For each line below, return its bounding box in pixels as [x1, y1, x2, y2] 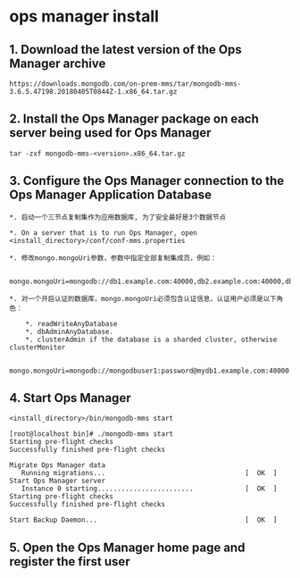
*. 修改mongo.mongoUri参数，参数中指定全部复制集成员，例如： [9, 253, 217, 263]
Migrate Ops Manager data [9, 461, 105, 470]
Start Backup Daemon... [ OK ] [9, 515, 278, 524]
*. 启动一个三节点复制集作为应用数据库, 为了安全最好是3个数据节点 [9, 213, 226, 222]
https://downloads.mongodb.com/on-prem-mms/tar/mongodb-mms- [9, 80, 242, 88]
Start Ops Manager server [9, 476, 105, 486]
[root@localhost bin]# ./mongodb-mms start [9, 430, 174, 439]
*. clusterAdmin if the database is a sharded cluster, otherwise [25, 335, 278, 344]
